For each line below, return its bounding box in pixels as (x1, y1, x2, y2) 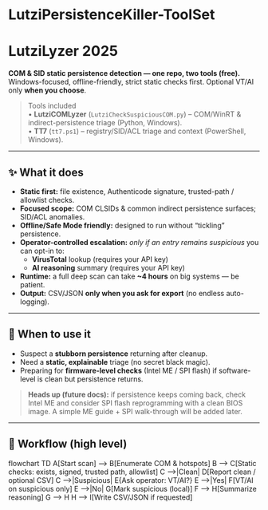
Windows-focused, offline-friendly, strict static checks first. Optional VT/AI (8, 77, 254, 87)
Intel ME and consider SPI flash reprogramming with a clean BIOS (27, 397, 243, 408)
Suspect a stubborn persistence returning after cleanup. (19, 349, 208, 358)
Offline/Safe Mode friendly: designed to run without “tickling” (19, 220, 225, 230)
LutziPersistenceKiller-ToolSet (8, 6, 215, 24)
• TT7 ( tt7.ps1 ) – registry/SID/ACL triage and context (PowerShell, (27, 126, 246, 136)
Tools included (27, 101, 77, 111)
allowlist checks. (19, 195, 75, 204)
